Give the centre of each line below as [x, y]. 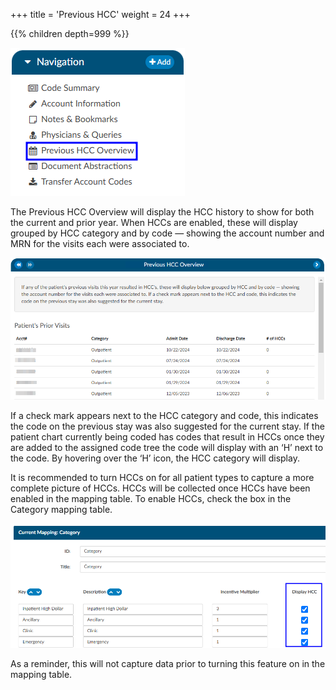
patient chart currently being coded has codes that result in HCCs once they [167, 436]
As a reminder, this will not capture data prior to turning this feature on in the [168, 663]
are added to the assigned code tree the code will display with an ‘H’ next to [167, 447]
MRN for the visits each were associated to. [100, 243]
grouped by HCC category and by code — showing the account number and [167, 233]
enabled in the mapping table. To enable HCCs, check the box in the [151, 498]
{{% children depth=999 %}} [70, 33]
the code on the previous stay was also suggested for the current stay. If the [167, 426]
